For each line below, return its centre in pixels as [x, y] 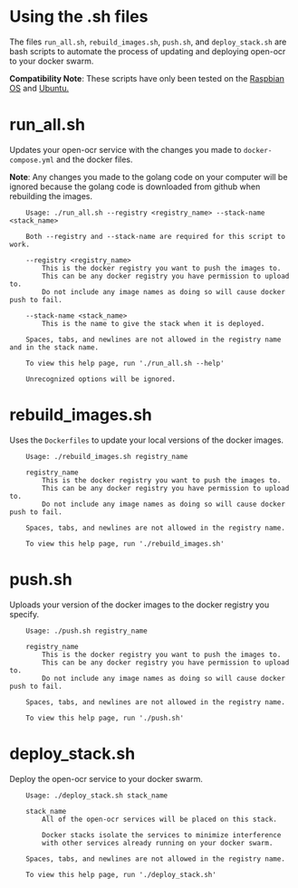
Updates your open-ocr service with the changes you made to [125, 149]
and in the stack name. [54, 347]
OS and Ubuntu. [39, 88]
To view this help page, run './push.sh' [105, 718]
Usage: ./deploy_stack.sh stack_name [97, 795]
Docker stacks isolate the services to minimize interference [162, 835]
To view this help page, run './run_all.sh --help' [125, 363]
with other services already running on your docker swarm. [158, 843]
